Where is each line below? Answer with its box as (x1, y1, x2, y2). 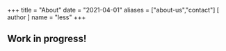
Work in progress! (7, 33, 87, 45)
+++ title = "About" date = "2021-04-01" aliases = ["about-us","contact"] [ (7, 6, 220, 14)
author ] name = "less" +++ (7, 13, 86, 21)
